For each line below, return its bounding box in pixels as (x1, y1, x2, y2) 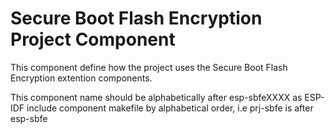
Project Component (10, 28, 176, 51)
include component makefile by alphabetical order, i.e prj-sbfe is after (26, 102, 314, 114)
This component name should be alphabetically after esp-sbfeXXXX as (10, 91, 303, 103)
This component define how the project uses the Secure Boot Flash (10, 61, 288, 73)
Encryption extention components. (10, 72, 153, 84)
